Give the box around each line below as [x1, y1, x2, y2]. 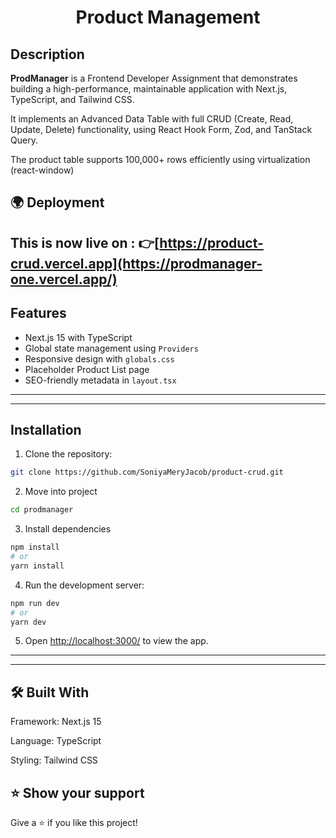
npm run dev [10, 598, 60, 608]
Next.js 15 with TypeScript [24, 331, 133, 343]
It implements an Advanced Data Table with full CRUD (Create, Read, [10, 113, 294, 125]
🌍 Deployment [10, 194, 105, 211]
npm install [10, 542, 60, 553]
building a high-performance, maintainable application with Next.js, [10, 83, 288, 95]
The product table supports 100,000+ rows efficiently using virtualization [10, 154, 311, 165]
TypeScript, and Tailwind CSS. [10, 94, 135, 105]
